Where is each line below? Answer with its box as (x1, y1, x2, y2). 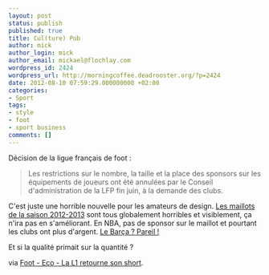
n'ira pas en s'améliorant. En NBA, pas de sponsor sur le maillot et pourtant (8, 218, 257, 228)
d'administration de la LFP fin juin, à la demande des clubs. (27, 185, 223, 195)
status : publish (8, 19, 63, 27)
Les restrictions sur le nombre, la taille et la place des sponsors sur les (27, 168, 261, 178)
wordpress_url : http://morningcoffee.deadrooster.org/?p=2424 (8, 71, 221, 79)
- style (8, 109, 35, 117)
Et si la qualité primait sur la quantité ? (8, 242, 134, 252)
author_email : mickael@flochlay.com (8, 57, 131, 65)
